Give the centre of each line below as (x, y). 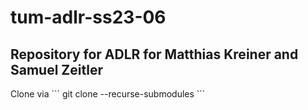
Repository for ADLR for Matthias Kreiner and (154, 54)
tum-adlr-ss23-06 (88, 17)
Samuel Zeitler (56, 69)
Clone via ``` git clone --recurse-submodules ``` (108, 94)
